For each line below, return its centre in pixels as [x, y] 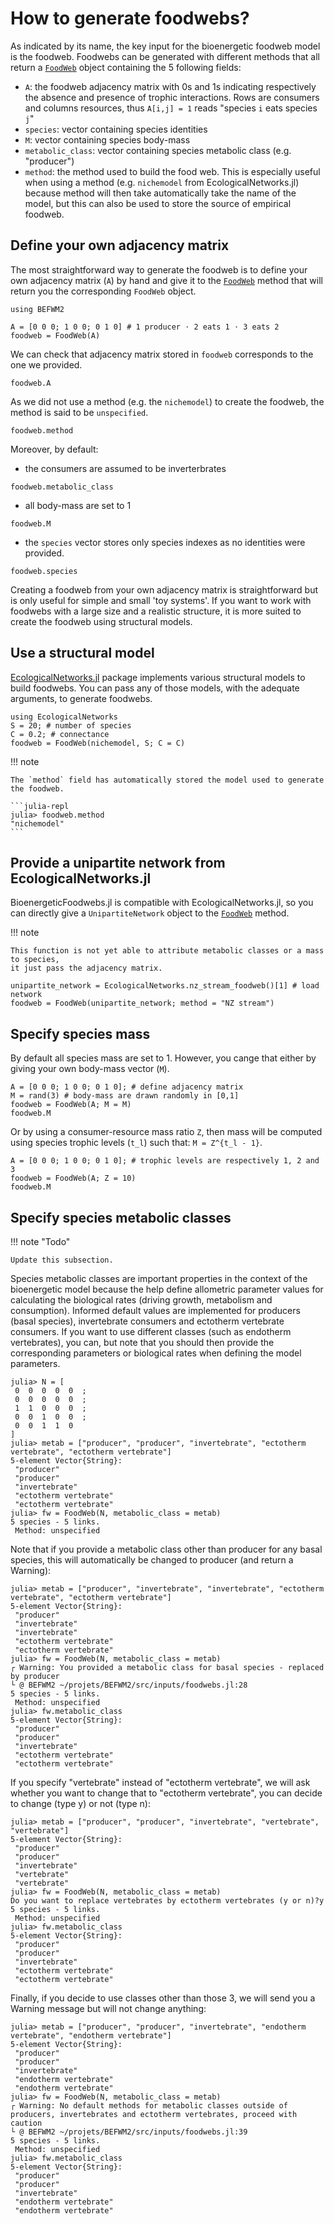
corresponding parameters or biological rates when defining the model [156, 1353]
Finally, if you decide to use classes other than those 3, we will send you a [163, 1998]
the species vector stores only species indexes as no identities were [165, 542]
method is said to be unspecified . [79, 412]
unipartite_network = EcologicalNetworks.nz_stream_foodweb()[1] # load [165, 986]
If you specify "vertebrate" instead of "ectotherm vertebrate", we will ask [160, 1782]
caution [26, 2123]
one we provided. [46, 364]
